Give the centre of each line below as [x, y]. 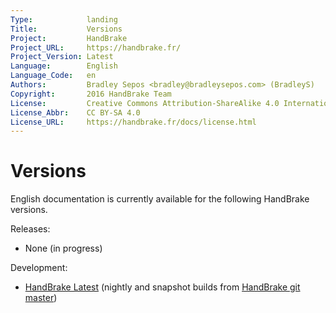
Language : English [64, 66]
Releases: [30, 229]
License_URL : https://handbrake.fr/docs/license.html [133, 122]
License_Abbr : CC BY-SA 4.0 [75, 112]
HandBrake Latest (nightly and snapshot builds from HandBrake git [162, 287]
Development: [39, 268]
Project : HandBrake [69, 38]
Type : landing [64, 19]
